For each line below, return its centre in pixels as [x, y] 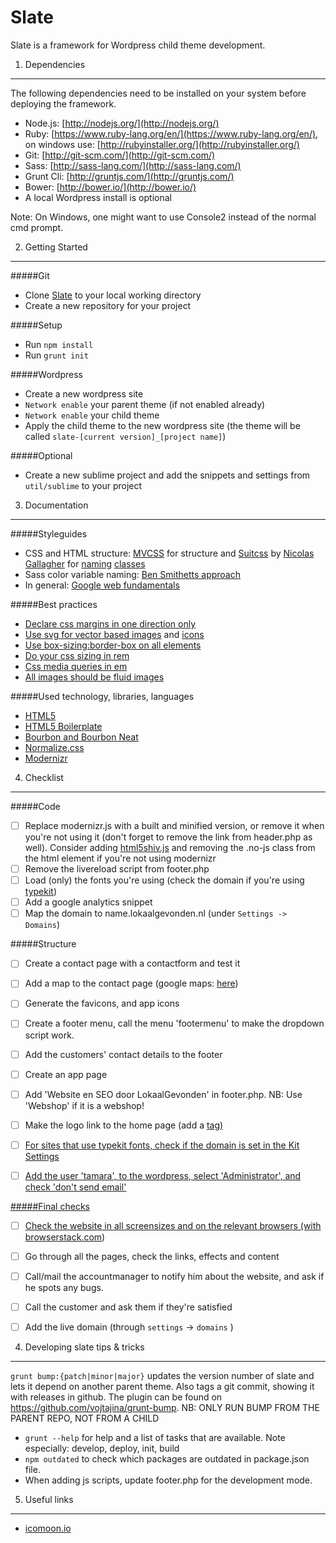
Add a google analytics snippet [88, 902]
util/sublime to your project [83, 485]
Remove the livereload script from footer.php [117, 869]
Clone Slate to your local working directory [113, 295]
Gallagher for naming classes [85, 563]
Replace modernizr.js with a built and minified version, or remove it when [174, 825]
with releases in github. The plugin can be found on [116, 1397]
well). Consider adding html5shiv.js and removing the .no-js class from [170, 847]
